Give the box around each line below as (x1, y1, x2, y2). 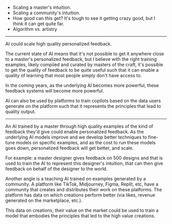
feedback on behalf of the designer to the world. (5, 166, 107, 172)
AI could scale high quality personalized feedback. (5, 41, 112, 47)
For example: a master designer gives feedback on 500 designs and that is (5, 155, 163, 161)
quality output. (5, 108, 36, 115)
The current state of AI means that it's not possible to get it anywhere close (5, 51, 164, 57)
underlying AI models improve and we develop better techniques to (5, 134, 147, 140)
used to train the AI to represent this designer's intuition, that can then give (5, 161, 163, 166)
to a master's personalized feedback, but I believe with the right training (5, 56, 157, 62)
